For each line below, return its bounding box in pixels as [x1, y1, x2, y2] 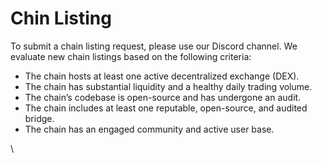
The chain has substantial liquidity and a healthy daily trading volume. [24, 80, 313, 92]
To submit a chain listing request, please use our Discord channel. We [10, 40, 298, 52]
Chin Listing [10, 7, 112, 30]
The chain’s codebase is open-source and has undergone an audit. [24, 91, 302, 103]
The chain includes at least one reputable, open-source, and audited [24, 102, 308, 114]
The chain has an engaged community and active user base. [24, 123, 275, 135]
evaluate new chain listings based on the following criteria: [10, 50, 252, 62]
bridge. [24, 112, 55, 124]
